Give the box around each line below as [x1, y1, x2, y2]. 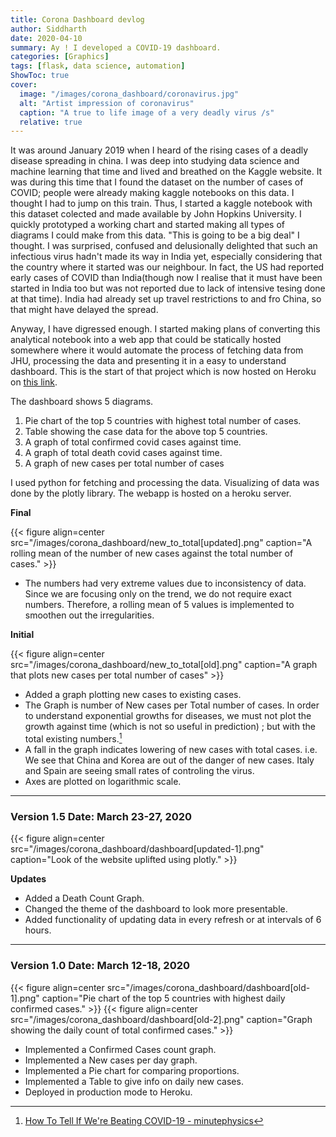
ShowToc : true [10, 71, 70, 81]
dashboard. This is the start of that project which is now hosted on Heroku [10, 366, 317, 378]
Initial [10, 629, 35, 641]
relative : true [19, 117, 83, 127]
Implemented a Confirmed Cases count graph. [24, 1043, 217, 1055]
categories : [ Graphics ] [10, 52, 110, 62]
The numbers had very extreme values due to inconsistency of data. [24, 577, 307, 590]
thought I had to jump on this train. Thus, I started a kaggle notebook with [10, 197, 313, 210]
